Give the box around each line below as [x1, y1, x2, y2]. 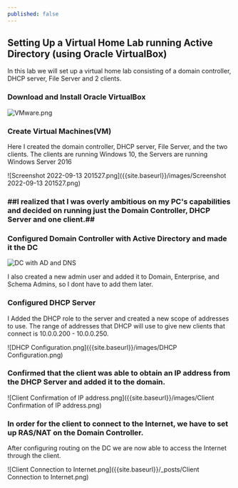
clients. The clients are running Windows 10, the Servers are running [7, 150, 208, 159]
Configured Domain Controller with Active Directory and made [7, 233, 227, 243]
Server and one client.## [7, 214, 95, 224]
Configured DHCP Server [7, 298, 96, 308]
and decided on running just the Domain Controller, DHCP [7, 205, 211, 215]
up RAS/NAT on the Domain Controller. [7, 427, 144, 437]
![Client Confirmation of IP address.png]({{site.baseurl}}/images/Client [7, 393, 214, 402]
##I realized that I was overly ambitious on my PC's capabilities [7, 197, 231, 207]
